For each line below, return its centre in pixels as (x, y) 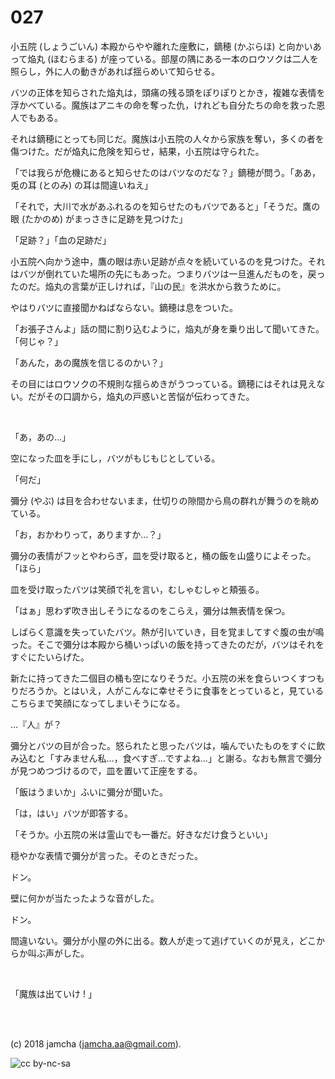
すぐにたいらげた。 (50, 657)
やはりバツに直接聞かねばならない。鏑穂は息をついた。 (124, 307)
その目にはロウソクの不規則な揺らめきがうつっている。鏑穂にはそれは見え (163, 383)
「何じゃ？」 (36, 341)
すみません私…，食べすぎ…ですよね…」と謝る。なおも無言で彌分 (187, 758)
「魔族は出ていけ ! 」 (53, 993)
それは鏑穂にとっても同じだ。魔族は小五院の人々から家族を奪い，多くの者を (167, 138)
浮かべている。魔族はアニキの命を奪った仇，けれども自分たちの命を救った (163, 105)
